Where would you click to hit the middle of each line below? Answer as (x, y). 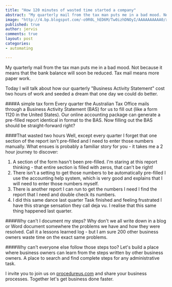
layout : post (19, 39)
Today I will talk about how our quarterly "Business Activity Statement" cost (85, 88)
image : (12, 20)
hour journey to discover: (32, 151)
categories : (18, 44)
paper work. (18, 78)
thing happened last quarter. (42, 211)
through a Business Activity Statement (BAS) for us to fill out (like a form (81, 109)
